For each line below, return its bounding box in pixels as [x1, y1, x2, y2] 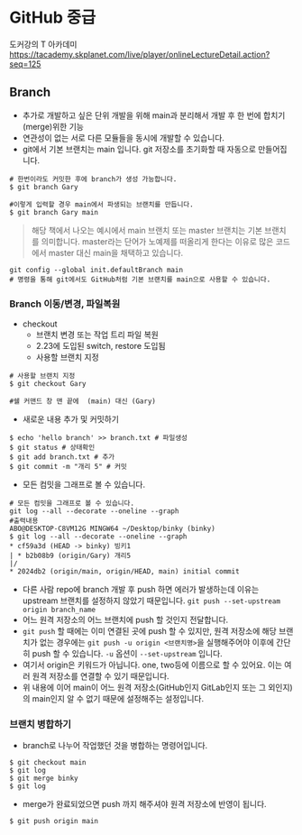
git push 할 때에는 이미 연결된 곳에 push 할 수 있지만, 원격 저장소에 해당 [22, 626, 277, 637]
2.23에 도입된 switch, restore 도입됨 [35, 341, 166, 352]
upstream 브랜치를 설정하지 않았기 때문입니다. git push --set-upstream [22, 595, 281, 606]
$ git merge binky [9, 774, 78, 784]
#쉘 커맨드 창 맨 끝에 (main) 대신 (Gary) [9, 397, 156, 406]
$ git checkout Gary [9, 380, 87, 389]
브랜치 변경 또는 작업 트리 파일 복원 [35, 329, 160, 340]
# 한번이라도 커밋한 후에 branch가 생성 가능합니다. [9, 174, 178, 184]
